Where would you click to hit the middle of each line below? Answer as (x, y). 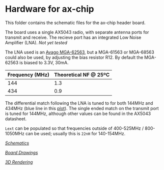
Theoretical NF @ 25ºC (82, 75)
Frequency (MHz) (28, 75)
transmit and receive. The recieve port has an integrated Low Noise (73, 37)
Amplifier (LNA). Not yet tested (36, 42)
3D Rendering (19, 162)
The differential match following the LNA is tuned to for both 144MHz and (79, 103)
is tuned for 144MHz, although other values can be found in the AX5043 (78, 113)
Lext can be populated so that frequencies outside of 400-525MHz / (74, 128)
